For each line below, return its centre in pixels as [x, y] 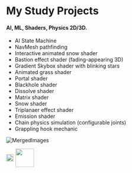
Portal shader [31, 79]
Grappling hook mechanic [46, 129]
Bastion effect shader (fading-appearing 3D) [69, 60]
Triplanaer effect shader [44, 110]
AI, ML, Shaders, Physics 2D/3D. [47, 27]
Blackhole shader [36, 85]
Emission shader [35, 116]
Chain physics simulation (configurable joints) [70, 123]
